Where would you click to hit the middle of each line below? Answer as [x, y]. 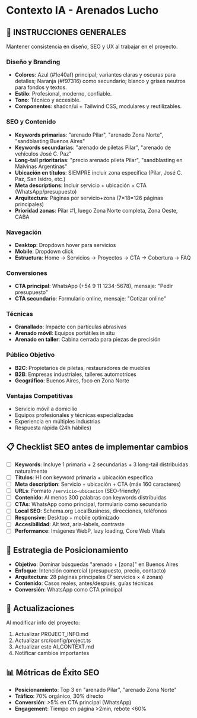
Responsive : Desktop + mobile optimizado [67, 518]
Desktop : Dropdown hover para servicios [65, 245]
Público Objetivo [31, 355]
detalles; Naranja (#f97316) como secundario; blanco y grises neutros [100, 81]
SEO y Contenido [31, 122]
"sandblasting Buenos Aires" [50, 141]
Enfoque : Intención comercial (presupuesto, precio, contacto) [90, 571]
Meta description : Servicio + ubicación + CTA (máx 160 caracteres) [98, 484]
